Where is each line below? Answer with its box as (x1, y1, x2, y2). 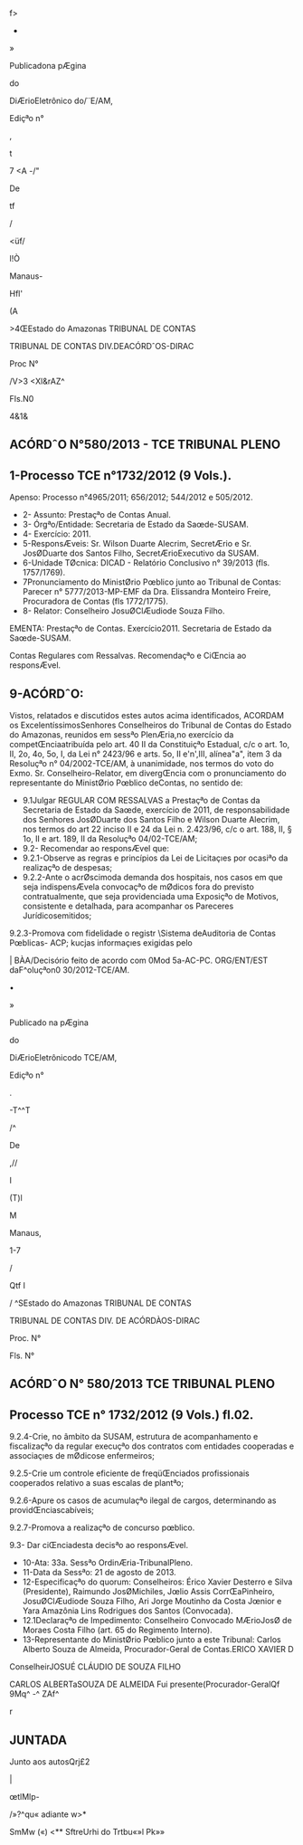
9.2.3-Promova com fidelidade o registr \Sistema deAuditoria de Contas (9, 927, 277, 939)
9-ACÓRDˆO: (9, 686, 84, 701)
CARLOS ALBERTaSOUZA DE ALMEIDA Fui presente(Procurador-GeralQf (9, 1679, 280, 1690)
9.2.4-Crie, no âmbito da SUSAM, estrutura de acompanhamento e (9, 1431, 259, 1442)
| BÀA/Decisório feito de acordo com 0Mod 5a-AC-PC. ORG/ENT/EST (9, 955, 269, 966)
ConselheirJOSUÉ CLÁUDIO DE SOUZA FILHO (9, 1661, 182, 1672)
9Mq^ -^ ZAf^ (9, 1688, 60, 1699)
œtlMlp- (9, 1792, 41, 1802)
